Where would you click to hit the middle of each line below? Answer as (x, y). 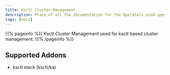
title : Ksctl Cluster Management (40, 10)
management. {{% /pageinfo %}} (40, 39)
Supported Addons (36, 55)
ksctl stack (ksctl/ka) (34, 67)
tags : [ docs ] (19, 19)
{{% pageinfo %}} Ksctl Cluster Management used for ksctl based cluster (82, 34)
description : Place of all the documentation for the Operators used (80, 15)
